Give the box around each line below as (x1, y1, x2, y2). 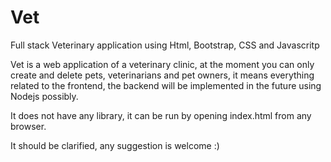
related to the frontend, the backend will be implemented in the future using (10, 79, 322, 91)
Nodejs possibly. (10, 90, 79, 102)
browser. (10, 120, 47, 132)
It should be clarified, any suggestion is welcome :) (10, 139, 220, 151)
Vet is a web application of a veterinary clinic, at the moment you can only (10, 58, 315, 70)
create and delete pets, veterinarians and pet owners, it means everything (10, 69, 315, 81)
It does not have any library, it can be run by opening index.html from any (10, 109, 312, 121)
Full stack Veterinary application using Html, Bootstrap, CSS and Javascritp (10, 39, 320, 51)
